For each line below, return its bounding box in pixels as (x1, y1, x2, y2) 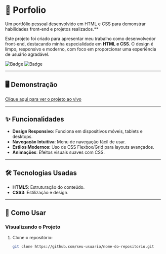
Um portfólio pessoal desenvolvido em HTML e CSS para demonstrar (5, 21, 146, 27)
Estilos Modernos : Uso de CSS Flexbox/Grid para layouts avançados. (12, 144, 155, 150)
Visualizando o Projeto (5, 223, 61, 230)
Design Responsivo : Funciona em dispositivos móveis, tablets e (12, 128, 143, 134)
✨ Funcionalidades (5, 115, 64, 124)
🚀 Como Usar (5, 209, 46, 217)
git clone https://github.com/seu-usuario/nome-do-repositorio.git (12, 244, 154, 249)
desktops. (12, 133, 33, 139)
